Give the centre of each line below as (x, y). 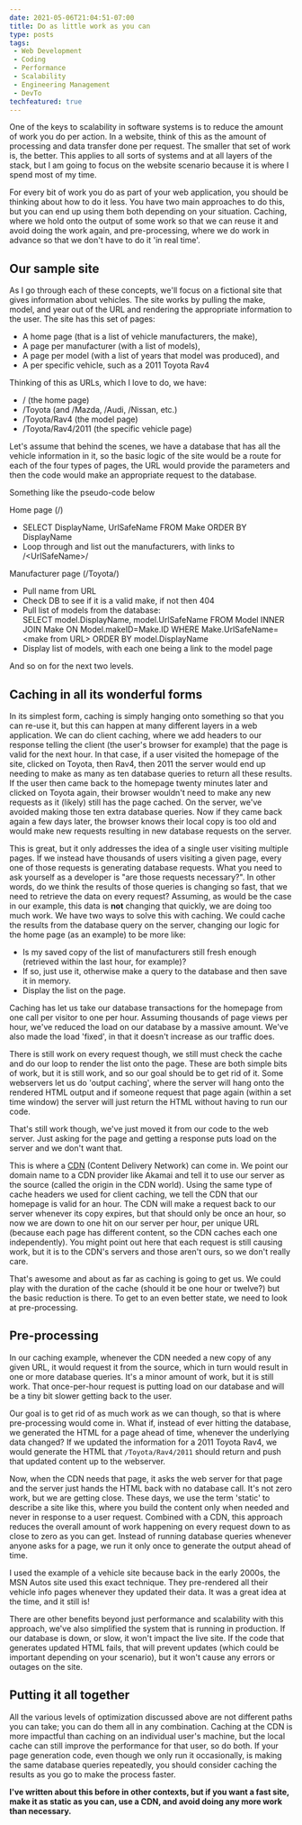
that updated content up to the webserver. (88, 1461)
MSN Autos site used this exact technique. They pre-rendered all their (139, 1582)
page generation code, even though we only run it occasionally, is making (146, 1755)
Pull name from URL (59, 591)
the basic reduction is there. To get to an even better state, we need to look (148, 1298)
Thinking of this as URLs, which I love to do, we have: (108, 383)
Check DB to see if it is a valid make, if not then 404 (119, 601)
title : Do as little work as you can (80, 26)
